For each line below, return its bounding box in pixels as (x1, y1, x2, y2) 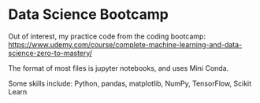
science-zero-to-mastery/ (8, 48, 93, 57)
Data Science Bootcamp (8, 6, 169, 24)
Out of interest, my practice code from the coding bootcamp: (8, 31, 206, 41)
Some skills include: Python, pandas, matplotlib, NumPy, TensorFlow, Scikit (8, 79, 252, 88)
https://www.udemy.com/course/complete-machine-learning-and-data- (8, 39, 243, 49)
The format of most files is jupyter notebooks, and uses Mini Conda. (8, 63, 229, 72)
